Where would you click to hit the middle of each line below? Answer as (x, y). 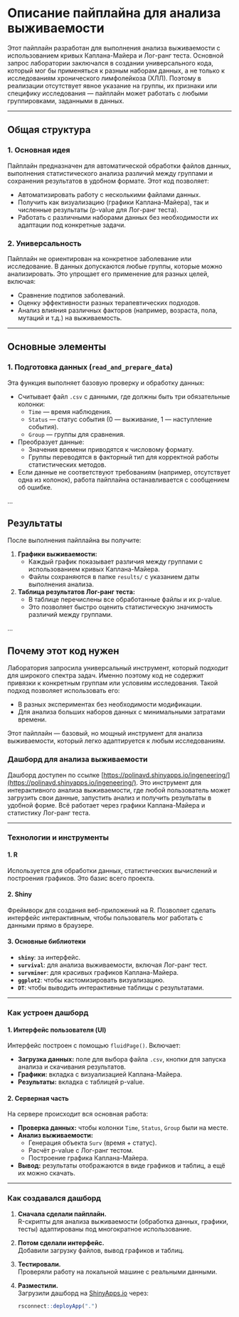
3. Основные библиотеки (47, 941)
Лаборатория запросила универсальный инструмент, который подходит (118, 668)
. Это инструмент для (169, 782)
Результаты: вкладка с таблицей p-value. (81, 1082)
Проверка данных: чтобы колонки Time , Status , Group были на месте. (123, 1128)
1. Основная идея (39, 150)
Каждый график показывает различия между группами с (116, 562)
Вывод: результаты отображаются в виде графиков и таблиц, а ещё (121, 1165)
